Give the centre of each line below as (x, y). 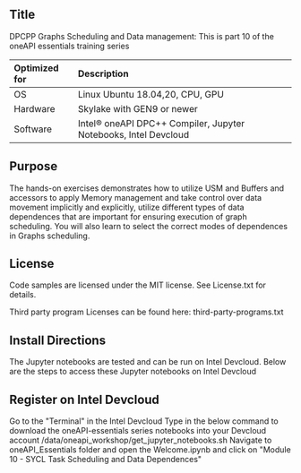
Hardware (34, 108)
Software (33, 129)
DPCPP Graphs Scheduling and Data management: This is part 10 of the (142, 36)
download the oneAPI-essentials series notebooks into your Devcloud (138, 431)
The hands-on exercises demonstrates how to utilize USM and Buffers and (147, 188)
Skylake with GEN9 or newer (138, 108)
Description (103, 73)
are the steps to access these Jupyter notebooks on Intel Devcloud (133, 372)
